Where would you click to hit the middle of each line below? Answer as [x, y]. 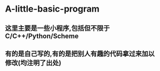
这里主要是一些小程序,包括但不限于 [58, 28]
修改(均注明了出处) [33, 62]
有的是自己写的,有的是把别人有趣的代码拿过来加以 [80, 54]
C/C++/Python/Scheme [42, 36]
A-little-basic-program [52, 9]
